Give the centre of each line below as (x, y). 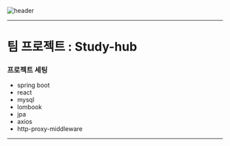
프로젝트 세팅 (27, 70)
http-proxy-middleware (50, 129)
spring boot (33, 85)
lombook (29, 107)
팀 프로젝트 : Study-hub (72, 47)
